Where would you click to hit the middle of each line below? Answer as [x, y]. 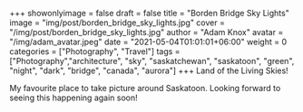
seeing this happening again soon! [73, 98]
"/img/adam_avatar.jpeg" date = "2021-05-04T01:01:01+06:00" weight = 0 [148, 42]
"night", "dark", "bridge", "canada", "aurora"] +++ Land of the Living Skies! [149, 70]
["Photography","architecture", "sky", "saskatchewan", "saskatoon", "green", [152, 61]
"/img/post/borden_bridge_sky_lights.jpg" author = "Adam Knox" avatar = [147, 32]
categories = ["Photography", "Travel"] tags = [95, 51]
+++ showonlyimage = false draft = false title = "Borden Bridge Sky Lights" [150, 13]
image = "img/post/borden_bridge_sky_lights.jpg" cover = [117, 23]
